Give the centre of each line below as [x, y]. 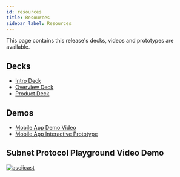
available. [18, 47]
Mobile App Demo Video [46, 127]
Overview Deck [34, 87]
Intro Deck [28, 81]
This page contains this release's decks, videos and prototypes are [90, 41]
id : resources [24, 12]
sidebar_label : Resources [39, 23]
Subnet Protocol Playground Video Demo [85, 153]
